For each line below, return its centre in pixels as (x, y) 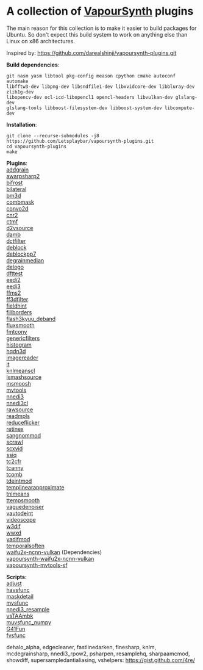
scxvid (15, 448)
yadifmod (18, 539)
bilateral (16, 189)
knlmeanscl (21, 370)
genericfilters (23, 338)
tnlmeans (18, 494)
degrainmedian (25, 260)
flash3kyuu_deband (31, 319)
